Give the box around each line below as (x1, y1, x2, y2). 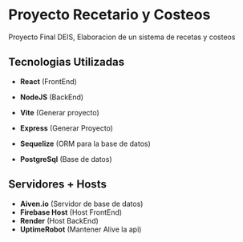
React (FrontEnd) (19, 76, 78, 86)
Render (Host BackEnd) (19, 216, 99, 225)
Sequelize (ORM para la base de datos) (19, 139, 151, 148)
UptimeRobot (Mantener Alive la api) (19, 224, 142, 234)
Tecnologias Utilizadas (8, 55, 125, 69)
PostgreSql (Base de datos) (19, 154, 112, 163)
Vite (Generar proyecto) (19, 107, 100, 117)
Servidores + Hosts (8, 178, 107, 192)
